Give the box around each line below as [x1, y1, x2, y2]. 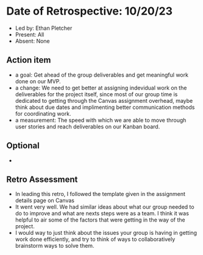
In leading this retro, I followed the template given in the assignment [15, 190, 186, 198]
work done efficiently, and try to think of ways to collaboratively [15, 236, 176, 243]
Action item [6, 55, 51, 65]
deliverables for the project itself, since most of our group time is [15, 90, 178, 98]
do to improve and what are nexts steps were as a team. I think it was [15, 210, 189, 217]
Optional [6, 141, 40, 151]
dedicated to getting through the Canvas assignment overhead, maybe [15, 97, 193, 104]
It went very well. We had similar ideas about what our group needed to [15, 203, 194, 211]
